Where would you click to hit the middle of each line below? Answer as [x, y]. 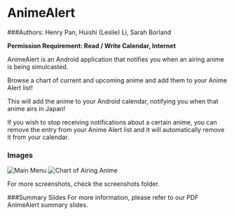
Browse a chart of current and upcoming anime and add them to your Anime [117, 80]
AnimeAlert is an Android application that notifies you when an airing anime [116, 59]
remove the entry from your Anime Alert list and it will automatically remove [116, 129]
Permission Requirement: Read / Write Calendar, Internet [92, 45]
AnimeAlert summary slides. [48, 205]
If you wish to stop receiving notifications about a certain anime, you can [112, 122]
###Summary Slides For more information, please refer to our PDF [103, 198]
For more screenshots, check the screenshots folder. [83, 184]
